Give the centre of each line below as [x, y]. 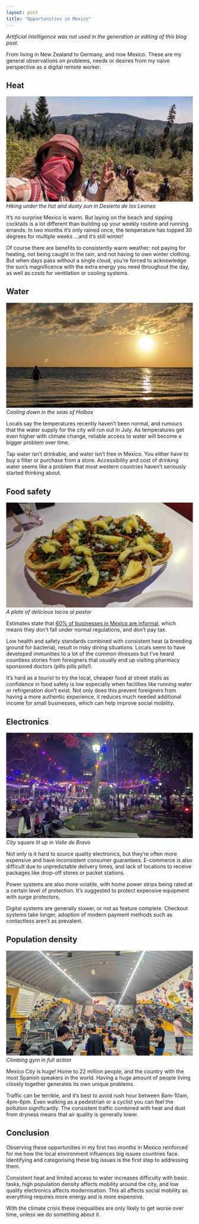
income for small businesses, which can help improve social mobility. [90, 703]
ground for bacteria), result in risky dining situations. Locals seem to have [96, 648]
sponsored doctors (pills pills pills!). [49, 667]
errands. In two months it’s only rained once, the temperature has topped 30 [99, 230]
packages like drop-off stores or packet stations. [66, 872]
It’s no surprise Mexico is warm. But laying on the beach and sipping [89, 217]
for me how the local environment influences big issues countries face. [93, 1153]
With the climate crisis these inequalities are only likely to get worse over [95, 1208]
